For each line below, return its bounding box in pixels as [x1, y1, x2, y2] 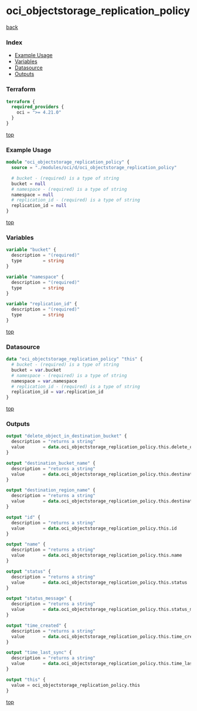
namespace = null [11, 191, 54, 198]
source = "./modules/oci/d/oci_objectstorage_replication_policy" [11, 165, 177, 171]
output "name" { [6, 541, 46, 547]
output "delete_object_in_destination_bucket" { [6, 433, 127, 439]
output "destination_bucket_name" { [6, 460, 96, 466]
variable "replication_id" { [6, 301, 77, 307]
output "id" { [6, 514, 41, 520]
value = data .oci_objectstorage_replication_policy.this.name [11, 553, 182, 558]
